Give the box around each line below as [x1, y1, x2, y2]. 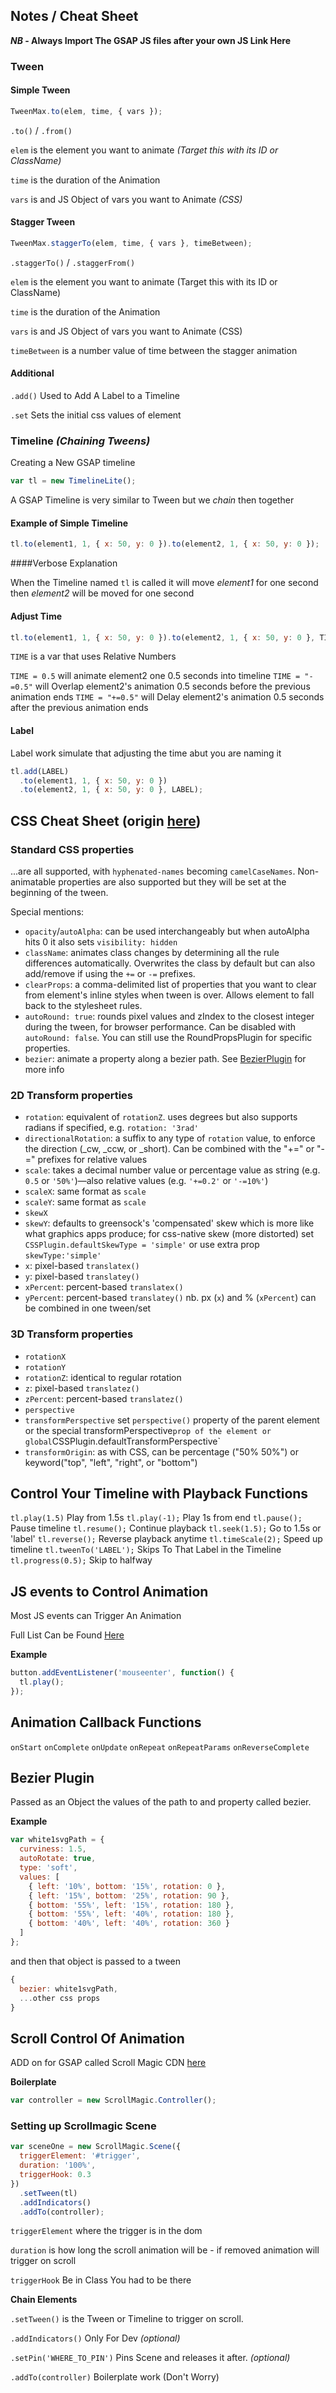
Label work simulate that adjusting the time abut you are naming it [10, 747, 282, 759]
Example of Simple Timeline [10, 517, 129, 529]
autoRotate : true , [19, 1854, 97, 1864]
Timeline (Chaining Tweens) [10, 434, 151, 448]
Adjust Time [10, 610, 63, 622]
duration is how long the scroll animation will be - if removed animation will [10, 2244, 320, 2256]
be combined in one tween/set [24, 1302, 152, 1314]
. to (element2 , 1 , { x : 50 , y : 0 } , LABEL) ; [19, 785, 204, 795]
